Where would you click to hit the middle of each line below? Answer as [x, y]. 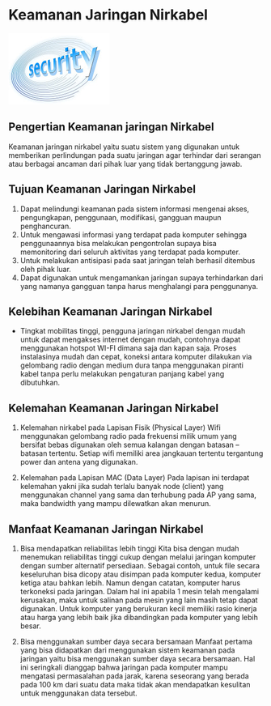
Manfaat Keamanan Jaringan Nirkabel [106, 529]
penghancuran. [45, 226]
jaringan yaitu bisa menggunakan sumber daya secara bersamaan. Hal [138, 659]
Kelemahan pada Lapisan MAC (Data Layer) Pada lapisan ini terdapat [135, 478]
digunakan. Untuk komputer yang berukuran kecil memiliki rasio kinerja [138, 608]
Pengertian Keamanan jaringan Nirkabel [111, 127]
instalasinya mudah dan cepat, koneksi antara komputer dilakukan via [136, 357]
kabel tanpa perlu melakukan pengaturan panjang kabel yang [122, 374]
